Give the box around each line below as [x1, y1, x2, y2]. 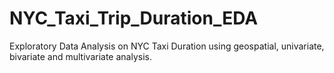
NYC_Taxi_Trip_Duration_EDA [9, 7, 259, 30]
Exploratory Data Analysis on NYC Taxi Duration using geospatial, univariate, [9, 40, 325, 52]
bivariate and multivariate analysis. [9, 50, 152, 62]
